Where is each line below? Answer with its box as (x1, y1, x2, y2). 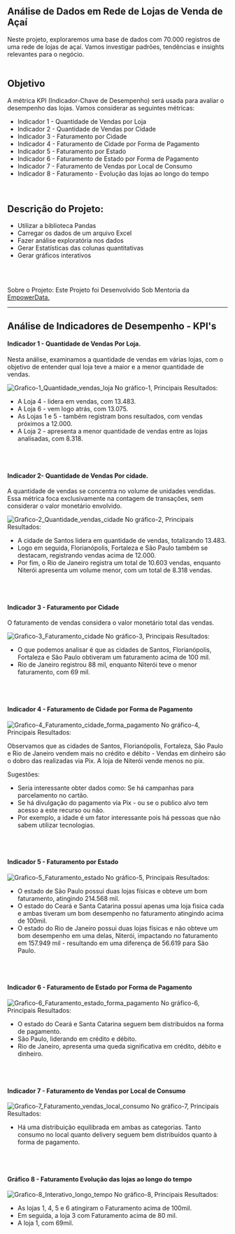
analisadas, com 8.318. (17, 434, 83, 443)
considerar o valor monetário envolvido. (7, 502, 122, 510)
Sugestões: (7, 770, 40, 779)
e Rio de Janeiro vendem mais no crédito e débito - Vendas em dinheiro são (7, 749, 226, 758)
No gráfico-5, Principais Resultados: (105, 873, 210, 881)
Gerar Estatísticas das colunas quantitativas (17, 244, 144, 253)
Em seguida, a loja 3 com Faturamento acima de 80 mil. (17, 1212, 178, 1220)
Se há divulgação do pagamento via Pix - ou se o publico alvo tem (17, 798, 208, 807)
